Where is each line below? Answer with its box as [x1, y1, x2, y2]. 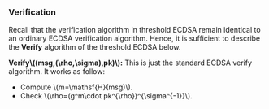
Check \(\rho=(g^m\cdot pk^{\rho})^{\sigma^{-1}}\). [20, 91, 193, 101]
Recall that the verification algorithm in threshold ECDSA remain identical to [8, 25, 262, 35]
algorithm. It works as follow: [8, 67, 106, 76]
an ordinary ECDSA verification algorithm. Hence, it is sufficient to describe [8, 33, 261, 43]
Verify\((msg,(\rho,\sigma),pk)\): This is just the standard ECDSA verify [8, 58, 253, 68]
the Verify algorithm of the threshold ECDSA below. [8, 42, 181, 52]
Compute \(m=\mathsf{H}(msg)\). [20, 82, 133, 92]
